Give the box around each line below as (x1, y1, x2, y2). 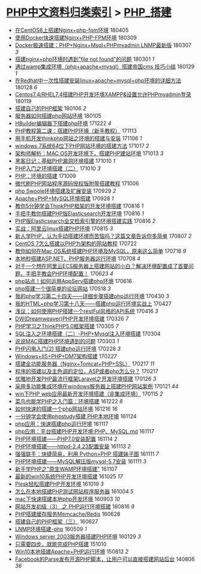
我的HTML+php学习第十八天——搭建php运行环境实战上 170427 (14, 300, 172, 307)
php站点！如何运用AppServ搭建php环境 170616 (14, 277, 133, 284)
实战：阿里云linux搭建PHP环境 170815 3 (14, 225, 113, 232)
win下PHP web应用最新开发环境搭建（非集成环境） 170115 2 (14, 390, 163, 397)
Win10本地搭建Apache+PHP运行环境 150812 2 (14, 548, 129, 555)
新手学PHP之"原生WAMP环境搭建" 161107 (14, 465, 118, 472)
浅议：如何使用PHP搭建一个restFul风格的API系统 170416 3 (14, 307, 158, 314)
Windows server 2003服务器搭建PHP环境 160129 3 (14, 533, 141, 540)
